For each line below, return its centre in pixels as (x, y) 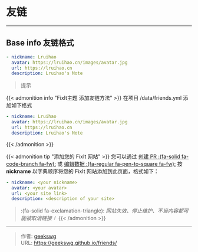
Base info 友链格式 (40, 43)
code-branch (22, 163)
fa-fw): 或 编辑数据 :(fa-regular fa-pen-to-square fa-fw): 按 (111, 163)
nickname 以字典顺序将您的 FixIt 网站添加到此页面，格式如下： (82, 171)
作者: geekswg (38, 236)
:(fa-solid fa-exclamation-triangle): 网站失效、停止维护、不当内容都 (102, 211)
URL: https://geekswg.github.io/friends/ (69, 243)
